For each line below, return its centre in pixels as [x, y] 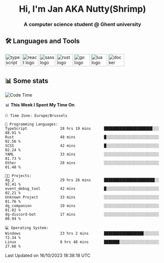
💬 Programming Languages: [31, 124]
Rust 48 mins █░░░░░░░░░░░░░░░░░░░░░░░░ [82, 137]
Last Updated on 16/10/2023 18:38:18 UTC [48, 256]
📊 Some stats [27, 81]
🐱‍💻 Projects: [18, 176]
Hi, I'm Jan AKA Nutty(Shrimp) [82, 9]
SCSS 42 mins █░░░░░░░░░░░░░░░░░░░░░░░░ [82, 146]
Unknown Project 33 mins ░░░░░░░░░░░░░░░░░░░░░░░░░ [82, 197]
